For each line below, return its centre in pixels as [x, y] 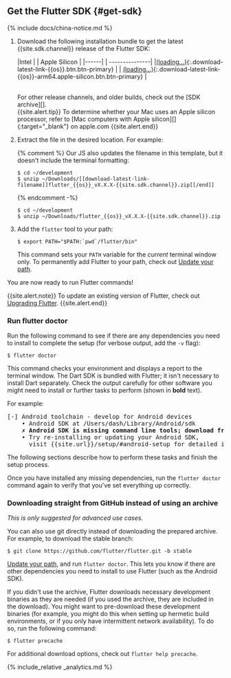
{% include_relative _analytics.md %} [60, 667]
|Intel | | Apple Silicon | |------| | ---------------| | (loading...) [102, 62]
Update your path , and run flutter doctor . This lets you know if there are [111, 564]
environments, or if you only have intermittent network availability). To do [111, 621]
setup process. [28, 465]
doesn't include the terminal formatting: [73, 160]
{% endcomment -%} [47, 197]
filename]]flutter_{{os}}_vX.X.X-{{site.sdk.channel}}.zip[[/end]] [115, 185]
